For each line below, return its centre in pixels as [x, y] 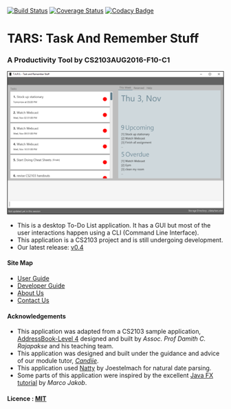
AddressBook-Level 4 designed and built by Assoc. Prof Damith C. [111, 339]
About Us [31, 292]
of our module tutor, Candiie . [58, 361]
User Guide [33, 278]
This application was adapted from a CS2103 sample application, [109, 332]
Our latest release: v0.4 [50, 247]
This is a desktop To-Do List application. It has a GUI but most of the [114, 225]
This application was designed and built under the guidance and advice [118, 353]
